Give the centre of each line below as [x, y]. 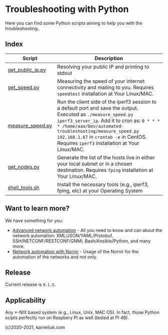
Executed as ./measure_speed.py [95, 114]
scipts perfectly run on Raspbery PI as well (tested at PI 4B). [67, 318]
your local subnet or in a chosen [95, 164]
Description [109, 58]
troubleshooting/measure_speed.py [98, 131]
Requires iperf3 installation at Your [98, 143]
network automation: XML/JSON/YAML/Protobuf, [63, 235]
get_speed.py [24, 87]
